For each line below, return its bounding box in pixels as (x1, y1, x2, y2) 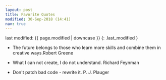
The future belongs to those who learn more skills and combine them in (12, 44, 161, 50)
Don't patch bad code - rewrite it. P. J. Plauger (12, 69, 109, 75)
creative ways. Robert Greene (12, 50, 74, 56)
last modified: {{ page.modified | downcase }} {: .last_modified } (5, 35, 138, 41)
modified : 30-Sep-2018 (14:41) (5, 16, 71, 21)
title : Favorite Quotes (5, 12, 56, 17)
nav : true (5, 21, 26, 26)
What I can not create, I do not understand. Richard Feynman (12, 59, 140, 65)
